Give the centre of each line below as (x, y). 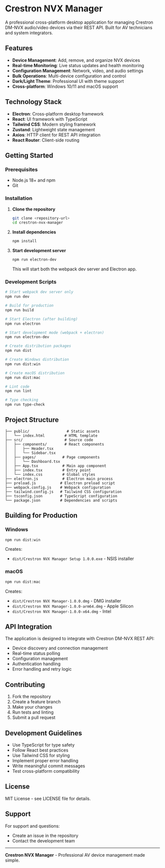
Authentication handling (36, 664)
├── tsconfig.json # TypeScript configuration (61, 496)
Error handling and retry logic (42, 669)
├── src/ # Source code (49, 440)
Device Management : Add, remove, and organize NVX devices (76, 60)
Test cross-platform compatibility (46, 771)
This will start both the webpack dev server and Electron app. (74, 269)
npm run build (20, 310)
